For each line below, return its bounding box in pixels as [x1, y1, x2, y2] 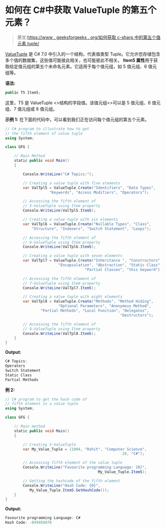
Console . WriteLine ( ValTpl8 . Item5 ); [23, 331, 96, 336]
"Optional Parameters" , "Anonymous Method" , [58, 304, 152, 309]
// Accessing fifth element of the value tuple [23, 460, 123, 465]
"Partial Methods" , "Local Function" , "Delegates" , [40, 308, 149, 313]
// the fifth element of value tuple [5, 131, 83, 136]
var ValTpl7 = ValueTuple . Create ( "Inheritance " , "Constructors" [23, 258, 161, 263]
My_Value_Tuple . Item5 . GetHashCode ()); [29, 487, 110, 493]
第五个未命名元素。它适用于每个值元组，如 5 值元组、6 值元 [35, 63, 157, 69]
